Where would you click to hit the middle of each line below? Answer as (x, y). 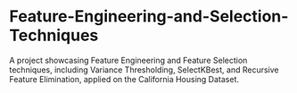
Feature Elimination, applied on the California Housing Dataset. (124, 79)
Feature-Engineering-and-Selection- (149, 17)
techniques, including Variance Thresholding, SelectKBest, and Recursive (144, 70)
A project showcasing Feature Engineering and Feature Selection (128, 60)
